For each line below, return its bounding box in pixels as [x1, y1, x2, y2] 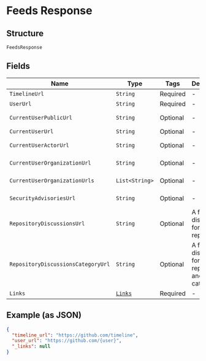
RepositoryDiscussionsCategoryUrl [9, 260, 110, 268]
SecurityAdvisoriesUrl [9, 195, 75, 201]
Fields [6, 61, 31, 71]
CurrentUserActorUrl [9, 142, 69, 149]
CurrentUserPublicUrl [9, 114, 72, 121]
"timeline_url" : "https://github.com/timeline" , [12, 332, 139, 338]
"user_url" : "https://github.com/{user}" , [12, 338, 122, 344]
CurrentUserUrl [9, 128, 54, 135]
